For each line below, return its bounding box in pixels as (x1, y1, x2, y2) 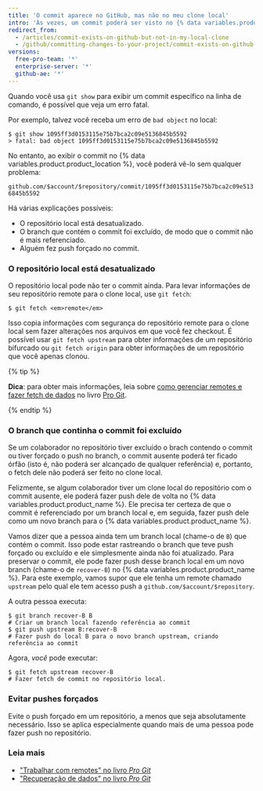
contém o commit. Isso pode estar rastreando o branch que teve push (8, 540, 233, 549)
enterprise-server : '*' (15, 63, 92, 71)
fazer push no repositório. (8, 727, 92, 738)
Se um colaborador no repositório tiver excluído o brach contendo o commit (8, 443, 253, 452)
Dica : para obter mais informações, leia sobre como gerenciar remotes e (8, 381, 243, 391)
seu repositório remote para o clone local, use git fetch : (8, 289, 192, 298)
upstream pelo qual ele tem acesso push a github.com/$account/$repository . (8, 581, 255, 591)
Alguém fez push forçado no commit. (19, 243, 139, 253)
